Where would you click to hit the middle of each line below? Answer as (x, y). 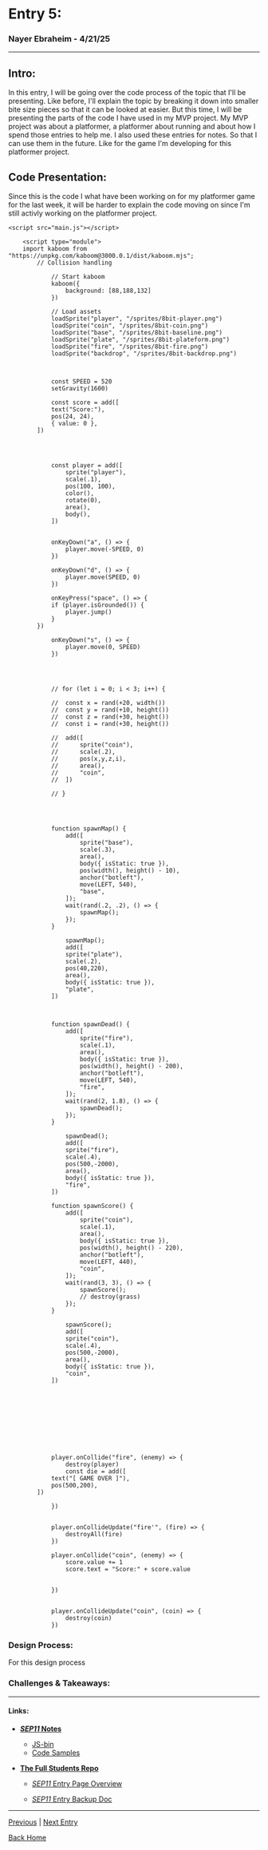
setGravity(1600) (80, 389)
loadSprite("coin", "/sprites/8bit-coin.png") (130, 326)
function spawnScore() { (92, 1206)
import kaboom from (55, 249)
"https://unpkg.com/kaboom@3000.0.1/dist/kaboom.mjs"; (101, 256)
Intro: (22, 73)
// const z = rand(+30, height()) (110, 717)
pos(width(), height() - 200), (131, 1067)
